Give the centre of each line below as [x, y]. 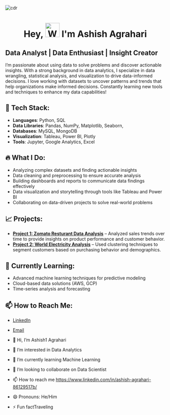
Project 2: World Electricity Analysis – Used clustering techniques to [85, 244]
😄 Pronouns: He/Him [35, 397]
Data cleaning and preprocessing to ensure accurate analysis [77, 175]
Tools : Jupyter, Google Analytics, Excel [54, 142]
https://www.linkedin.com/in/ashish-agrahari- [103, 380]
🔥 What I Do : [25, 158]
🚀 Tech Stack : [27, 108]
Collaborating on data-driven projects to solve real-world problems [83, 202]
